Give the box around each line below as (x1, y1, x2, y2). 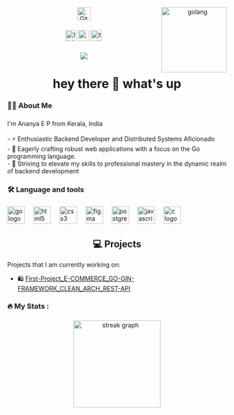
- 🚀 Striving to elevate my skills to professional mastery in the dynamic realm (7, 159, 227, 168)
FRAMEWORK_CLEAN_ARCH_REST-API (17, 284, 131, 292)
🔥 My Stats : (7, 302, 49, 311)
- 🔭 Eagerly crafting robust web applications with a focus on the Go (7, 144, 201, 152)
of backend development (7, 166, 79, 175)
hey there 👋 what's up (52, 76, 182, 92)
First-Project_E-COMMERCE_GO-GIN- (25, 274, 134, 283)
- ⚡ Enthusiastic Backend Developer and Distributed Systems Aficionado (7, 134, 215, 143)
